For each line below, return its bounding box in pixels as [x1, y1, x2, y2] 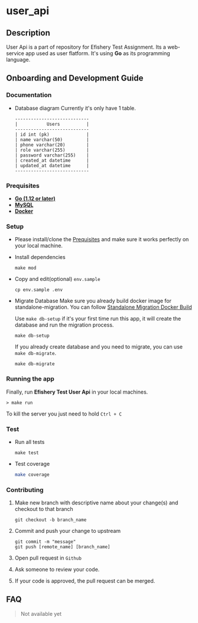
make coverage [14, 471, 50, 478]
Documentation [6, 91, 52, 99]
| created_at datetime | [14, 157, 90, 164]
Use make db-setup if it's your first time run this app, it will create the [14, 315, 181, 322]
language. [6, 56, 31, 63]
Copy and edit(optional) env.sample [14, 276, 100, 283]
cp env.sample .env [14, 287, 63, 293]
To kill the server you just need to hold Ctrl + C [6, 410, 122, 417]
